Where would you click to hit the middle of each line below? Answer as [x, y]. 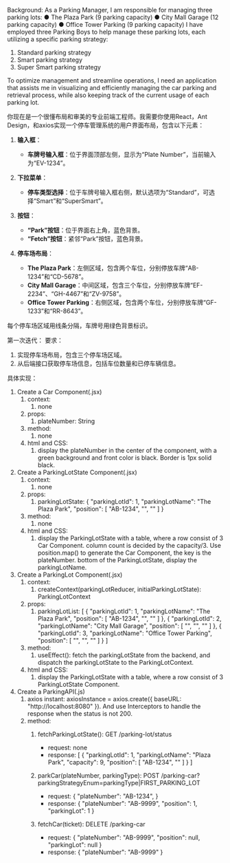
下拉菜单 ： [32, 178]
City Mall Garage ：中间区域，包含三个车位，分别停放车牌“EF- [115, 285]
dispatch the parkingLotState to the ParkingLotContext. [116, 662]
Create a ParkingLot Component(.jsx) [70, 575]
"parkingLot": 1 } [71, 811]
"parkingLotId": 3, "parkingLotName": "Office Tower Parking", [125, 633]
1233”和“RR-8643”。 [57, 311]
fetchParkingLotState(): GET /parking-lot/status [105, 734]
